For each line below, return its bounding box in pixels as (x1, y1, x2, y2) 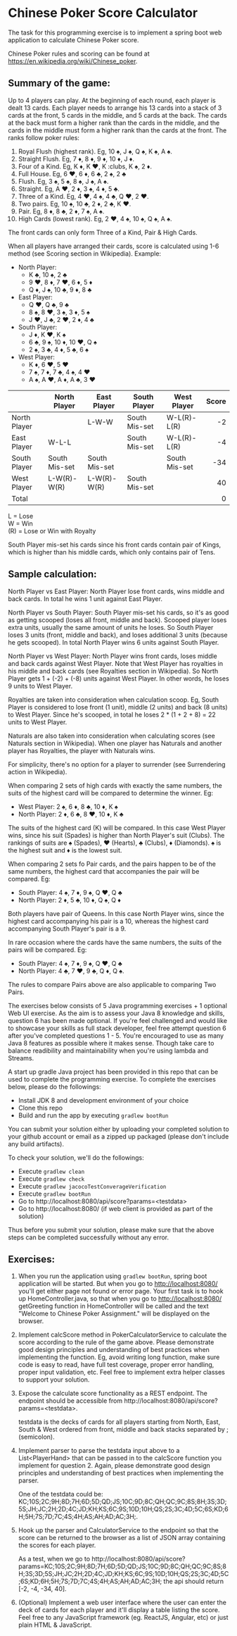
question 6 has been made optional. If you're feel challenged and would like (8, 1016, 228, 1024)
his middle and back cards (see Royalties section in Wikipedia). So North (8, 667, 219, 675)
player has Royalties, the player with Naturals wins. (8, 746, 155, 755)
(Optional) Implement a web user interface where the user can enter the (18, 1598, 227, 1607)
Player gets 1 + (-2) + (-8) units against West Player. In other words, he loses (8, 674, 229, 683)
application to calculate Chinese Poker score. (8, 35, 139, 44)
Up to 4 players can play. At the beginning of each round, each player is (8, 96, 217, 104)
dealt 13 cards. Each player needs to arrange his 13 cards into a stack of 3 (8, 104, 222, 112)
